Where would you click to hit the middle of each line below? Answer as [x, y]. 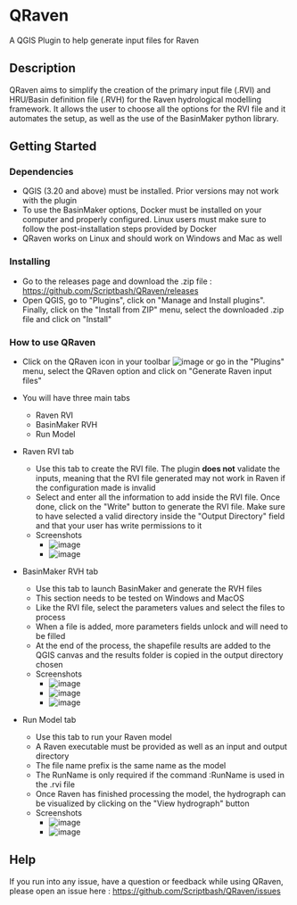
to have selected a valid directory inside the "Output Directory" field [160, 516]
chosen [49, 665]
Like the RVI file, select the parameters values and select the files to [160, 608]
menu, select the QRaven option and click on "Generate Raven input [147, 371]
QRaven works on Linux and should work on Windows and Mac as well [152, 238]
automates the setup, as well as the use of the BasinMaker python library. [144, 118]
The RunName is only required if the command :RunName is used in [160, 775]
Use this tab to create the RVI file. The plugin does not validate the [158, 469]
